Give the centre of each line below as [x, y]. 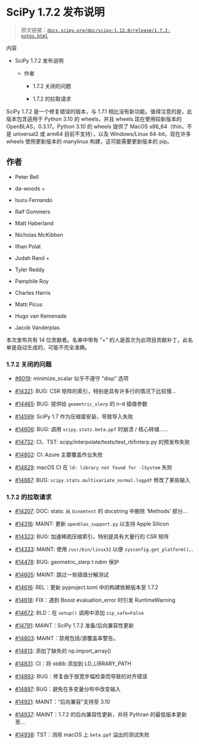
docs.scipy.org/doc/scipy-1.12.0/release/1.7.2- [109, 31]
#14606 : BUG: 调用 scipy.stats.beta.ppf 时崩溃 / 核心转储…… [91, 429]
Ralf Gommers [33, 211]
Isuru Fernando [33, 200]
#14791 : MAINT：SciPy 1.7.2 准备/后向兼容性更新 [74, 626]
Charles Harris [33, 292]
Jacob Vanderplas [37, 327]
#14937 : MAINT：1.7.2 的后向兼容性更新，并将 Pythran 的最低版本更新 [101, 715]
